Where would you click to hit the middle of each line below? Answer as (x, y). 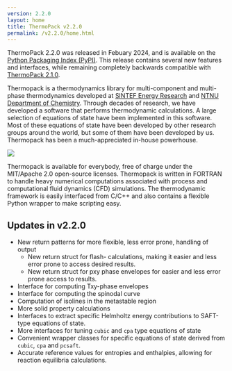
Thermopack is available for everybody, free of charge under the (100, 167)
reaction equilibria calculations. (62, 360)
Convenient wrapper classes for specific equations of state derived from (121, 338)
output (27, 249)
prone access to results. (62, 279)
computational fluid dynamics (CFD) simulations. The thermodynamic (107, 189)
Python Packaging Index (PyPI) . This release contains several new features (115, 60)
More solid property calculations (64, 308)
